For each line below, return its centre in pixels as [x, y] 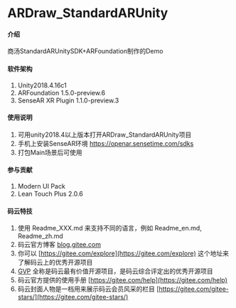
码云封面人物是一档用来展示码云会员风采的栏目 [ [88, 289]
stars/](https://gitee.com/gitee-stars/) [73, 297]
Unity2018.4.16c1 [42, 85]
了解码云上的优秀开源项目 [55, 262]
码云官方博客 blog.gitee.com [59, 245]
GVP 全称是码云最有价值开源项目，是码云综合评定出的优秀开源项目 [115, 271]
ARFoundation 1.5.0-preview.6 [61, 92]
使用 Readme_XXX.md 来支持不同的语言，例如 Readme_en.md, [110, 228]
